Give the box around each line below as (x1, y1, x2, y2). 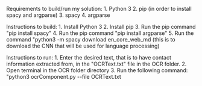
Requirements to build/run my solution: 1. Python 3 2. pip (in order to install (6, 5, 192, 12)
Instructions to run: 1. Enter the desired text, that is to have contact (6, 54, 172, 61)
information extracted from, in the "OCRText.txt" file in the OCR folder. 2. (6, 60, 187, 67)
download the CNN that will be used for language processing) (6, 42, 160, 49)
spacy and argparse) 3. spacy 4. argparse (6, 11, 110, 19)
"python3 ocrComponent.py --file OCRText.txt (6, 73, 122, 80)
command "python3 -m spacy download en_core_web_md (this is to (6, 36, 176, 43)
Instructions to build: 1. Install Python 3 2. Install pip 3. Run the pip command (6, 23, 196, 30)
